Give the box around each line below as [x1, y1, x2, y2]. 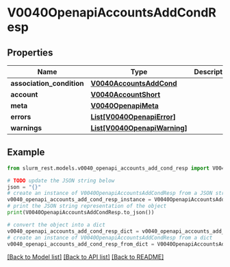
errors [10, 112, 31, 121]
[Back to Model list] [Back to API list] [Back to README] [7, 253, 164, 262]
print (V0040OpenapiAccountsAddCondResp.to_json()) [7, 209, 155, 216]
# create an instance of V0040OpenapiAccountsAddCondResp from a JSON [7, 190, 213, 197]
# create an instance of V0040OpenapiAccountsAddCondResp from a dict [7, 234, 213, 241]
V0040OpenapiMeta [90, 101, 159, 111]
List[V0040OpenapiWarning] [90, 124, 188, 132]
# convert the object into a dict [7, 221, 106, 228]
